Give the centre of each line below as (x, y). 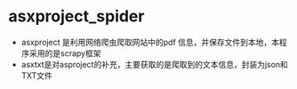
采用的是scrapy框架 (65, 53)
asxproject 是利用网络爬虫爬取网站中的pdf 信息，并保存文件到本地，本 (150, 42)
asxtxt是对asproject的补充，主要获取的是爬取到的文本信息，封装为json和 (154, 64)
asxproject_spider (76, 16)
